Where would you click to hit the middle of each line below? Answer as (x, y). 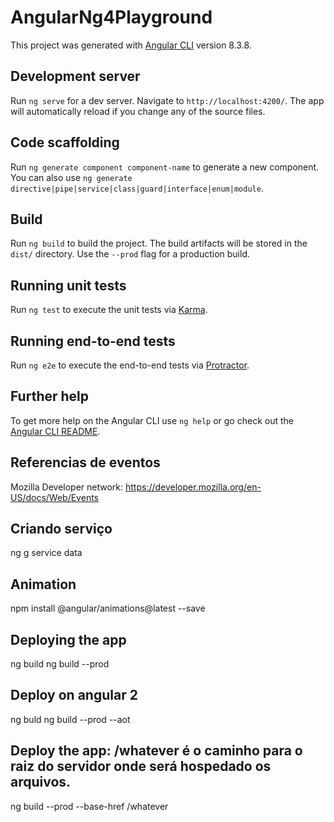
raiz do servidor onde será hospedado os (141, 766)
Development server (75, 76)
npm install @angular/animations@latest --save (108, 608)
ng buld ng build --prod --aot (70, 719)
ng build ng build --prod (60, 664)
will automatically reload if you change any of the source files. (138, 111)
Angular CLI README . (55, 431)
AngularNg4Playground (111, 17)
